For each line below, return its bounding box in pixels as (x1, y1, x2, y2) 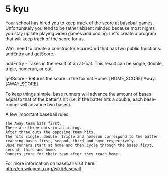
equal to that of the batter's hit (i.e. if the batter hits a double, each (5, 96, 143, 102)
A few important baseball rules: (5, 111, 70, 117)
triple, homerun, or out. (5, 66, 53, 72)
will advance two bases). (20, 101, 72, 107)
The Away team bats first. (5, 121, 62, 126)
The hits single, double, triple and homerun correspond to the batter (5, 134, 158, 139)
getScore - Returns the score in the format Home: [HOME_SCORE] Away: (5, 75, 156, 81)
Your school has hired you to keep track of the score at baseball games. (5, 20, 154, 26)
